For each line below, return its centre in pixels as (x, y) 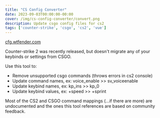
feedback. (15, 112)
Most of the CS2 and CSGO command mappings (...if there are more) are (79, 101)
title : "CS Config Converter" (36, 10)
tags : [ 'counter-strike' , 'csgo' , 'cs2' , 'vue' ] (56, 28)
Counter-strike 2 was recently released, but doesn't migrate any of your (78, 52)
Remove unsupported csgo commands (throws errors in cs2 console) (82, 76)
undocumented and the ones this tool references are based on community (80, 106)
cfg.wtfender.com (23, 42)
